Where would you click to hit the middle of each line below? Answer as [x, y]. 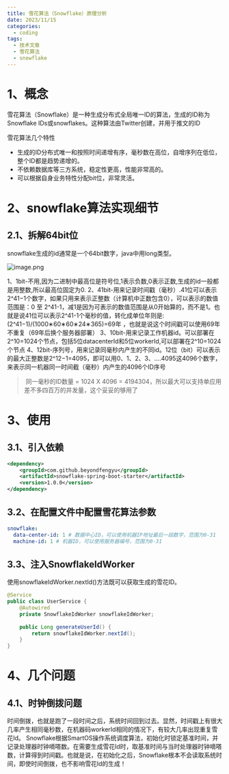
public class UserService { [47, 602]
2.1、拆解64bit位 [43, 235]
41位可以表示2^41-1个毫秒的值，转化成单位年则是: [95, 315]
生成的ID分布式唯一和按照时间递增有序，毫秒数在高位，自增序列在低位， [119, 152]
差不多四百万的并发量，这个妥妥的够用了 [81, 390]
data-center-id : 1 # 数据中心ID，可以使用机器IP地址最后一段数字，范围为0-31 [115, 535]
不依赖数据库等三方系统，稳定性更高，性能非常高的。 [92, 169]
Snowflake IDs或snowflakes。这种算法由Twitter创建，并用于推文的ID [104, 123]
